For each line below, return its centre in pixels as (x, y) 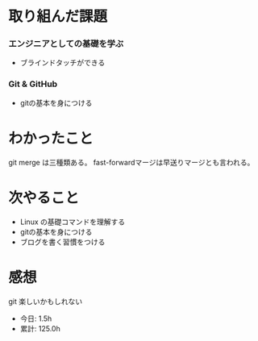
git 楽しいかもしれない (46, 301)
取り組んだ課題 (58, 17)
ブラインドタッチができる (62, 63)
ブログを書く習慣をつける (62, 242)
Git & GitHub (33, 84)
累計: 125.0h (40, 328)
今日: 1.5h (36, 318)
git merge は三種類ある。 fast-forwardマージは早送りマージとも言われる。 (131, 162)
